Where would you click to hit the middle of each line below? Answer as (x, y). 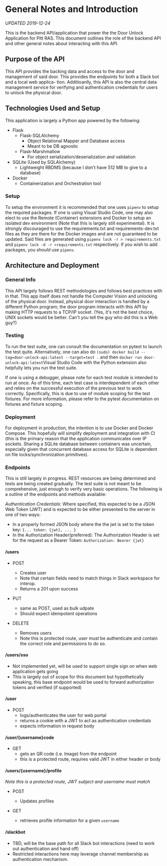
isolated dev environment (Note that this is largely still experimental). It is (80, 223)
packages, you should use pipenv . (40, 249)
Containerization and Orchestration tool (60, 183)
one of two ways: (23, 515)
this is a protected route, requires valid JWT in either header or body (90, 759)
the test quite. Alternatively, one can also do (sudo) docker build (72, 352)
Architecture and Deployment (52, 266)
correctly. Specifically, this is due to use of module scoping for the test (78, 393)
